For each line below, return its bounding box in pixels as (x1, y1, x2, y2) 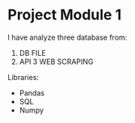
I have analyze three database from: (7, 32, 128, 42)
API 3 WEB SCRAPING (19, 57, 94, 66)
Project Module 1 (7, 6, 122, 24)
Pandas (19, 87, 45, 98)
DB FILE (19, 48, 46, 57)
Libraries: (7, 72, 40, 82)
